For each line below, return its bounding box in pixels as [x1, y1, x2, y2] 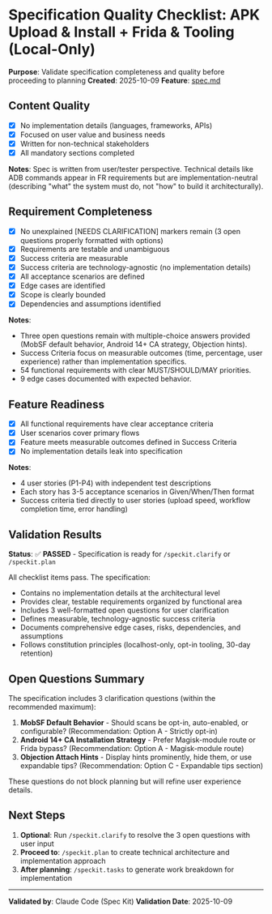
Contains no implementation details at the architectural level [19, 588, 220, 598]
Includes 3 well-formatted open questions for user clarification [19, 605, 229, 615]
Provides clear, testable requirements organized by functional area [19, 597, 243, 607]
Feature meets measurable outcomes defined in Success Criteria [19, 438, 237, 447]
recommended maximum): [8, 703, 96, 711]
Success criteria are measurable [19, 253, 129, 263]
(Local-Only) [8, 41, 96, 58]
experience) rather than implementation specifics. [19, 357, 187, 366]
